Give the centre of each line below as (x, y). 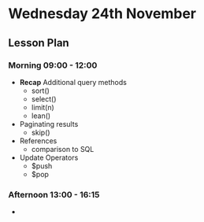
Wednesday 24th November (102, 14)
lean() (41, 116)
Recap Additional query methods (73, 82)
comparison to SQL (63, 149)
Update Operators (49, 157)
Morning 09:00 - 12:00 (53, 65)
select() (44, 98)
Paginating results (49, 124)
